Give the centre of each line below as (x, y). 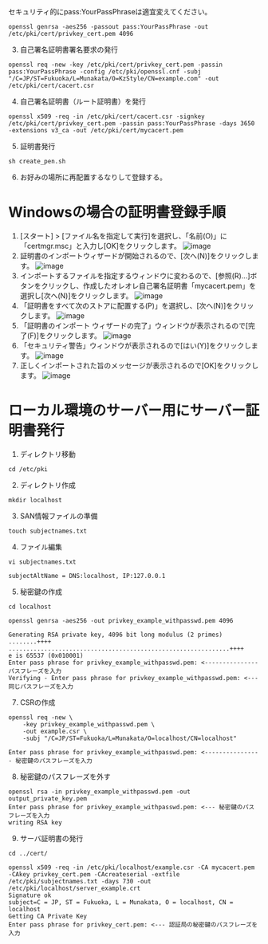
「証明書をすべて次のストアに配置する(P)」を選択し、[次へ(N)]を (126, 305)
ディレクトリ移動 (47, 454)
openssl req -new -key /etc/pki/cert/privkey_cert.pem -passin (116, 65)
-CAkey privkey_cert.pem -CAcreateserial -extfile (94, 874)
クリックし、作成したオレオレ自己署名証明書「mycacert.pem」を (149, 285)
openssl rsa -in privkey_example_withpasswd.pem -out (100, 792)
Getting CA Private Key (48, 916)
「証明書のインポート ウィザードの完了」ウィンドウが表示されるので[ (134, 325)
